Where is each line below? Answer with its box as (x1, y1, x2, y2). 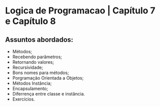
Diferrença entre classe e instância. (12, 91, 85, 97)
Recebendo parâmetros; (12, 54, 62, 60)
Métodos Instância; (12, 80, 52, 86)
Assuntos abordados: (5, 35, 74, 44)
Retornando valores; (12, 59, 54, 65)
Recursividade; (12, 65, 43, 70)
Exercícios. (12, 96, 35, 102)
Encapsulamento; (12, 86, 48, 92)
